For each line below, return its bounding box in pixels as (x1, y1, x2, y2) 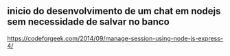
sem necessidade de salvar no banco (7, 16, 170, 28)
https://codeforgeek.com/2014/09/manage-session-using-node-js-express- (7, 34, 224, 42)
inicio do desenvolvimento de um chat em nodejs (7, 5, 221, 17)
